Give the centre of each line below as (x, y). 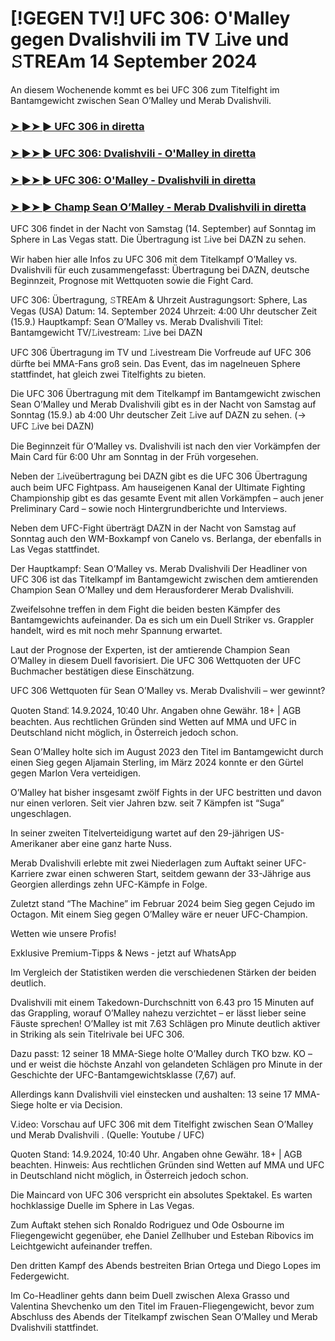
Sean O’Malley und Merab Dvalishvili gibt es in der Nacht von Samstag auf (163, 404)
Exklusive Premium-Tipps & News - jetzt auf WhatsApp (123, 953)
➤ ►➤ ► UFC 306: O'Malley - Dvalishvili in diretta (133, 180)
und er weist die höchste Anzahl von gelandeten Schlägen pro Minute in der (166, 1064)
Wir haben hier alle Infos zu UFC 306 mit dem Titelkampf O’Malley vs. (154, 259)
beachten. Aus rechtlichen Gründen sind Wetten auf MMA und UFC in (153, 721)
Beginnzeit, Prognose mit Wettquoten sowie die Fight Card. (132, 280)
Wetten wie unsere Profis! (63, 933)
